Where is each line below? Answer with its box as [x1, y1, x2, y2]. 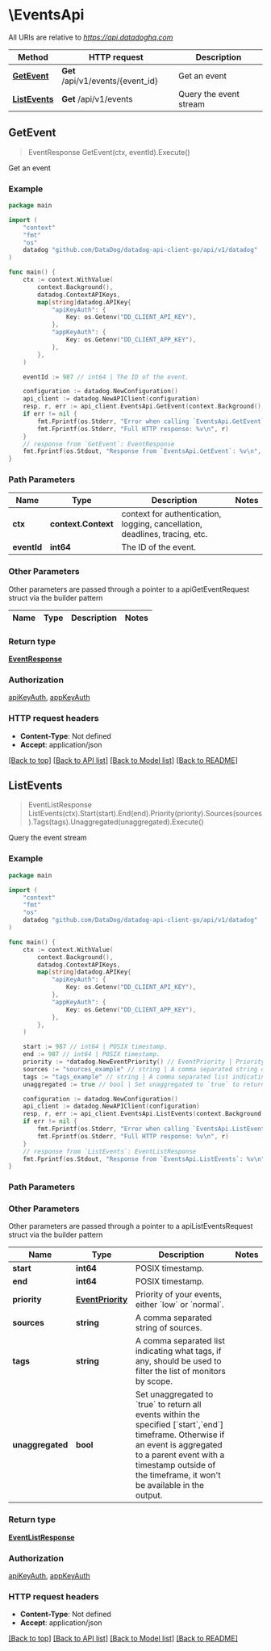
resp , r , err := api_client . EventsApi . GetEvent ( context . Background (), [23, 402, 265, 411]
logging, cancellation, [121, 518, 203, 530]
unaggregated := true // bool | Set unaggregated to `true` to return [23, 1080, 265, 1088]
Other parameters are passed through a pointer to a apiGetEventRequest [8, 584, 250, 594]
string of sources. [135, 1322, 202, 1334]
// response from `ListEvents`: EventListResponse [23, 1147, 197, 1155]
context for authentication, [121, 509, 222, 520]
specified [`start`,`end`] [135, 1419, 224, 1431]
